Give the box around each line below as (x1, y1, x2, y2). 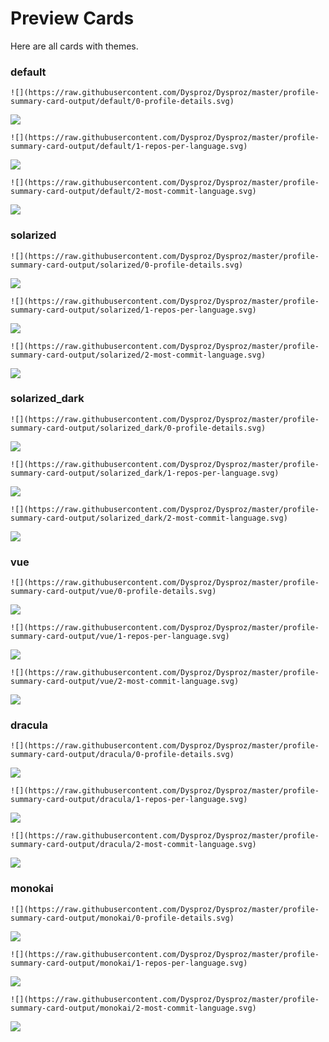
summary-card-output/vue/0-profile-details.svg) (10, 587, 217, 597)
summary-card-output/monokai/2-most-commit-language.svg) (10, 1003, 257, 1013)
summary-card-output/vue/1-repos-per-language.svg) (10, 632, 230, 642)
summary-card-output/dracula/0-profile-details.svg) (10, 750, 235, 760)
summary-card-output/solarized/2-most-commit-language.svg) (10, 350, 267, 360)
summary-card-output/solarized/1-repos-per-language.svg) (10, 305, 257, 315)
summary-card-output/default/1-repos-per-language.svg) (10, 142, 248, 152)
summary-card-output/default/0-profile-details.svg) (10, 97, 235, 107)
